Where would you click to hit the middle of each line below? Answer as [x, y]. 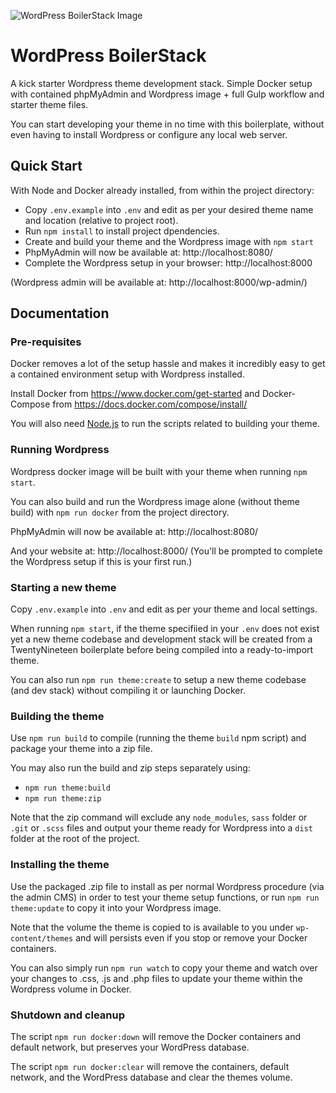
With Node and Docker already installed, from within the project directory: [162, 190]
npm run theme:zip [63, 799]
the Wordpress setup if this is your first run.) [101, 561]
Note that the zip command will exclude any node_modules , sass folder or [159, 817]
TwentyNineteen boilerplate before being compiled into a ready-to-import [162, 650]
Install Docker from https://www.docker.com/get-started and [135, 394]
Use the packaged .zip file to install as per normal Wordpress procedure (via [167, 886]
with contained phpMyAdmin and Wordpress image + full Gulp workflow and [167, 94]
